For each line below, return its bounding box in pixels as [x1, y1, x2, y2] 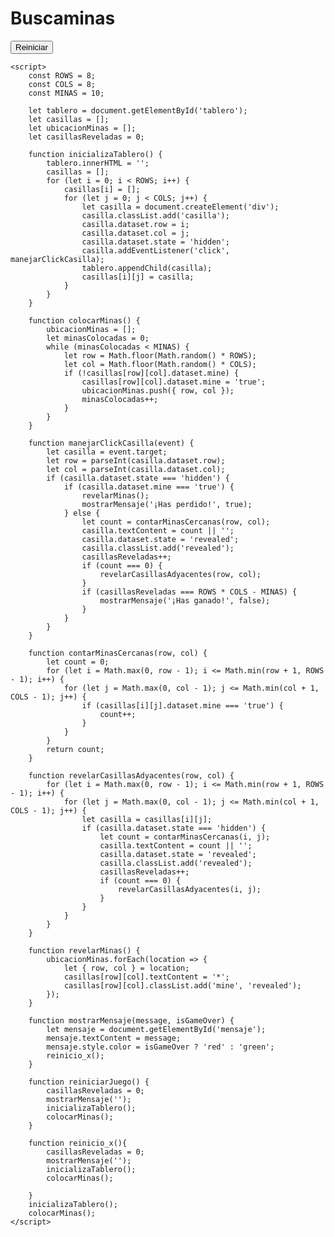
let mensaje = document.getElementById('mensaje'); [46, 1024, 267, 1034]
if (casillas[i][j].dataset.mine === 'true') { [81, 700, 284, 711]
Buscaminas [10, 7, 116, 30]
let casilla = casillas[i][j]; [81, 814, 213, 824]
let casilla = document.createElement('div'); [81, 202, 280, 212]
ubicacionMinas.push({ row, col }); [81, 385, 235, 396]
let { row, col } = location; [63, 963, 190, 973]
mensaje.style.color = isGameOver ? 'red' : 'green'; [46, 1042, 275, 1052]
